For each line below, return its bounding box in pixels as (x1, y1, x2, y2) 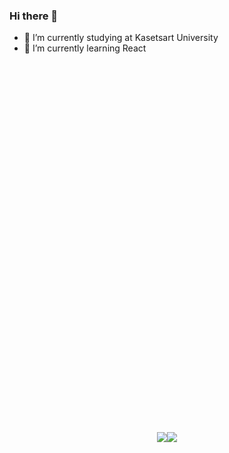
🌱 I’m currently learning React (23, 42, 147, 54)
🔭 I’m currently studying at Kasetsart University (23, 32, 219, 44)
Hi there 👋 (9, 9, 59, 23)
